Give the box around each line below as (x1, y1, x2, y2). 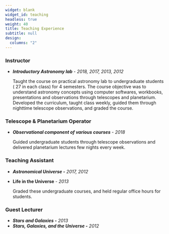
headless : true (5, 17, 37, 22)
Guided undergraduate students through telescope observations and (12, 139, 155, 145)
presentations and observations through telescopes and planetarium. (12, 95, 156, 101)
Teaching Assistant (5, 157, 54, 164)
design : (5, 36, 22, 41)
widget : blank (5, 7, 35, 13)
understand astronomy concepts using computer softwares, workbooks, (12, 89, 163, 95)
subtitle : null (5, 31, 37, 36)
